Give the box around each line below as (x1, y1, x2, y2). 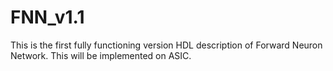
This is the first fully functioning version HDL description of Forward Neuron (10, 39, 323, 51)
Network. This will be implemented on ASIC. (10, 49, 192, 61)
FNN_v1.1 (10, 6, 85, 29)
